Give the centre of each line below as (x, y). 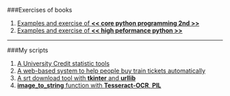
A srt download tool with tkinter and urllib (76, 78)
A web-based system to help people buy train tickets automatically (111, 71)
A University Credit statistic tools (63, 63)
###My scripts (28, 50)
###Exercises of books (40, 10)
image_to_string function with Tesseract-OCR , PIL (89, 85)
